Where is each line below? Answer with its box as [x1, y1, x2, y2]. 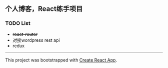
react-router [12, 31, 38, 37]
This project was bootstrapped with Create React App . [5, 57, 117, 63]
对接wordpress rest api [12, 37, 60, 43]
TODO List [5, 20, 31, 27]
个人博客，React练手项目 [5, 4, 83, 13]
